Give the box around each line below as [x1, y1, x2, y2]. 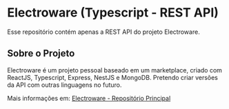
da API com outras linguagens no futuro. [7, 81, 122, 89]
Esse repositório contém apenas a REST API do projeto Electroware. [7, 28, 200, 36]
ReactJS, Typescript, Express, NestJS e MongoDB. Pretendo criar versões [7, 73, 219, 81]
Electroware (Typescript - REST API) [7, 5, 219, 21]
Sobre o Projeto [7, 48, 75, 59]
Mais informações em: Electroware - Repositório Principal [7, 94, 171, 102]
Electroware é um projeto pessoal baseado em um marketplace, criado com [7, 66, 223, 74]
